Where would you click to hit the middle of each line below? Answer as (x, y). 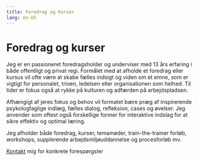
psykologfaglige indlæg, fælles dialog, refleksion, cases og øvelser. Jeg (96, 108)
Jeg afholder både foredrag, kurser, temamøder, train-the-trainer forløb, (97, 133)
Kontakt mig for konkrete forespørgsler (55, 151)
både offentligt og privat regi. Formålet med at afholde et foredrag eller (95, 71)
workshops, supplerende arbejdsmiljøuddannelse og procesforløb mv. (94, 140)
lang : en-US (21, 18)
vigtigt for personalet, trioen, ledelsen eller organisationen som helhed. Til (99, 84)
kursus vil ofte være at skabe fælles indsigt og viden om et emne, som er (97, 77)
